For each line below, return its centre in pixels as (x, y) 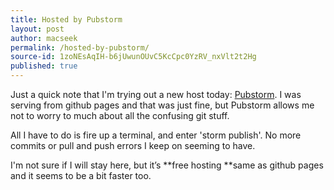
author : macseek (44, 38)
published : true (44, 66)
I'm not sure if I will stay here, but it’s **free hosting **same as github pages (167, 165)
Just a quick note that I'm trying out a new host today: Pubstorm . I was (156, 94)
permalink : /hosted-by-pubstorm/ (80, 47)
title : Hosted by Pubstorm (66, 19)
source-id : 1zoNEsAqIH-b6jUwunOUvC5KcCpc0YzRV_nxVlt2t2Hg (133, 57)
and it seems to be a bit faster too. (81, 175)
